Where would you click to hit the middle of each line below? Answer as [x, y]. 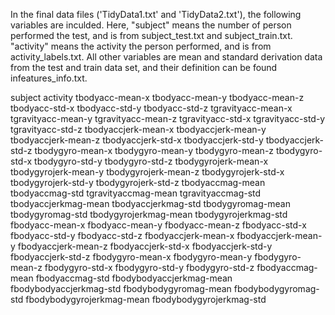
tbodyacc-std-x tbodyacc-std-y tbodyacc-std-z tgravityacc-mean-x [151, 108]
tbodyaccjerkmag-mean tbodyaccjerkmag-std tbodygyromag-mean [150, 203]
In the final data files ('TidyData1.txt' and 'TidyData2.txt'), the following [156, 14]
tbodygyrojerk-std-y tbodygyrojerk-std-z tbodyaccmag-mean [138, 182]
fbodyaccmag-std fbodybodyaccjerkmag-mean [134, 278]
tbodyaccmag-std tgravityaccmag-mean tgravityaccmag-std [136, 193]
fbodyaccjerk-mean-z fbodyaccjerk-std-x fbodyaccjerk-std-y [145, 246]
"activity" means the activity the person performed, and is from [141, 46]
